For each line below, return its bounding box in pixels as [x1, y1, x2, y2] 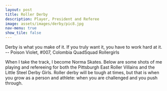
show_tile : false [5, 30, 41, 35]
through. [5, 80, 23, 86]
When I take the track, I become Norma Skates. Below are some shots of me [5, 59, 162, 65]
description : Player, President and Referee [5, 16, 99, 21]
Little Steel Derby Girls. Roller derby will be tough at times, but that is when [5, 70, 159, 75]
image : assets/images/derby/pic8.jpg [5, 21, 84, 26]
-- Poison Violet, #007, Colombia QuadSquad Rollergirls [5, 49, 119, 55]
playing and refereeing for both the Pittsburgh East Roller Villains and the [5, 64, 155, 70]
